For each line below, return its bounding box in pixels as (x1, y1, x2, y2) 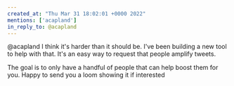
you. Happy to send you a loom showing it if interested (7, 71, 165, 79)
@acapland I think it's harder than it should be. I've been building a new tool (7, 43, 227, 51)
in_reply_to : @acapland (7, 23, 77, 30)
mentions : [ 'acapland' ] (7, 17, 77, 24)
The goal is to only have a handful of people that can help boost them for (7, 64, 219, 72)
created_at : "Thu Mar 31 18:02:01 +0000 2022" (7, 10, 146, 17)
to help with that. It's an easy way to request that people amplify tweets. (7, 50, 216, 58)
